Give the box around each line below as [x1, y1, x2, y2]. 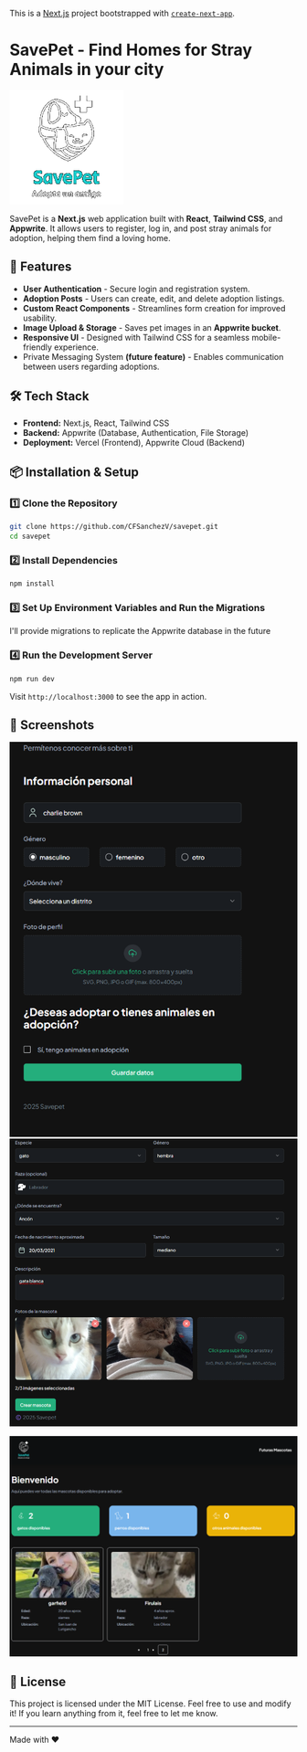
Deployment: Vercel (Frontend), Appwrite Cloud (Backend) [22, 437, 245, 448]
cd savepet [9, 532, 51, 542]
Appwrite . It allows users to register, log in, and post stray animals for [9, 223, 272, 234]
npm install [9, 579, 55, 588]
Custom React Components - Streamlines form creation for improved [22, 302, 286, 313]
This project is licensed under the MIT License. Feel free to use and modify [9, 1698, 291, 1709]
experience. [54, 342, 99, 353]
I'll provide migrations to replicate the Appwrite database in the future [9, 626, 271, 637]
